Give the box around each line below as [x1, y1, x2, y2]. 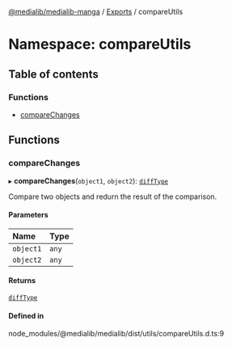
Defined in [8, 310, 44, 320]
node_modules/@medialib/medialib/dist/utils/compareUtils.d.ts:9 [8, 329, 225, 339]
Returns [8, 276, 36, 285]
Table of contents [8, 67, 99, 81]
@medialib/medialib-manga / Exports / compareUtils [8, 7, 183, 16]
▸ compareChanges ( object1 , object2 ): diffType [8, 175, 169, 185]
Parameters [8, 210, 49, 220]
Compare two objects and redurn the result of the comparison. [8, 192, 217, 201]
